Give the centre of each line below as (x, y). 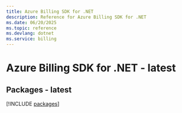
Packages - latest (39, 90)
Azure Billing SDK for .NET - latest (91, 68)
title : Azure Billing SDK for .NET (50, 11)
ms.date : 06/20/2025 (32, 22)
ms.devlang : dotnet (30, 34)
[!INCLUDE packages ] (33, 104)
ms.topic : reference (32, 28)
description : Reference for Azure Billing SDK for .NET (76, 17)
